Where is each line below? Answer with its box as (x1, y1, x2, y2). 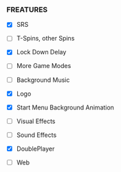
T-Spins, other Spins (16, 34, 75, 43)
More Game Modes (16, 62, 71, 70)
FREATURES (6, 5, 48, 14)
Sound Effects (16, 131, 57, 139)
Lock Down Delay (16, 48, 67, 56)
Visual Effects (16, 117, 56, 125)
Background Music (16, 76, 70, 84)
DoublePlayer (16, 144, 55, 153)
